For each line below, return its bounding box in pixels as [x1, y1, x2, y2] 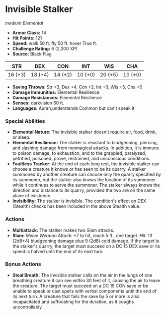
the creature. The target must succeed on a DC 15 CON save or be [12, 283, 149, 289]
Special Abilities [5, 117, 45, 124]
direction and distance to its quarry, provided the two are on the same [12, 187, 156, 193]
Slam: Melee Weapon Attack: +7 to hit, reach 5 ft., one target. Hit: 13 [12, 232, 153, 238]
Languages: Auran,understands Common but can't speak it [12, 105, 135, 111]
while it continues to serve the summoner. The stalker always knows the [12, 182, 160, 188]
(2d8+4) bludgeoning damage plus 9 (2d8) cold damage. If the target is [12, 238, 159, 244]
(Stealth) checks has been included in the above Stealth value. [12, 203, 141, 209]
